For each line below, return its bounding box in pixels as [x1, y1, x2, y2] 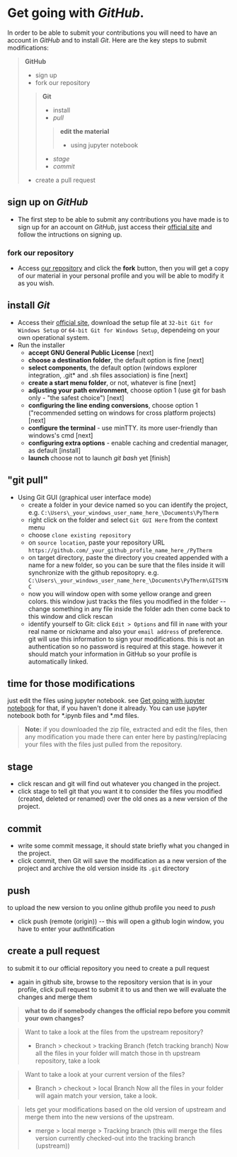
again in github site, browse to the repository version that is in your [17, 977, 213, 986]
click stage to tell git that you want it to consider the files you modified [17, 787, 223, 796]
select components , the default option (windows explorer [28, 363, 197, 372]
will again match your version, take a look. [35, 1091, 158, 1100]
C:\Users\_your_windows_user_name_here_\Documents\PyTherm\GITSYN [28, 577, 229, 584]
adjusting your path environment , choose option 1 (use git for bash [28, 386, 226, 394]
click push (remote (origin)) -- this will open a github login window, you [17, 917, 224, 925]
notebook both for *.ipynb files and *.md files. [7, 712, 139, 720]
